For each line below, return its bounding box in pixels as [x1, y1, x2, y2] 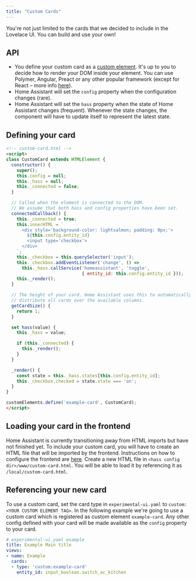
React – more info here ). [14, 82, 73, 89]
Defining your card [6, 130, 76, 140]
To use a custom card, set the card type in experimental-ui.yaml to [6, 500, 167, 507]
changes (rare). [14, 94, 52, 101]
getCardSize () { [11, 303, 51, 309]
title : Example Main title [6, 542, 72, 548]
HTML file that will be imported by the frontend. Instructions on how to [6, 449, 175, 456]
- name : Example [6, 553, 45, 559]
